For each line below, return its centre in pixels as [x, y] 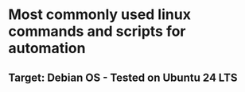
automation [47, 48]
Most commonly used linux [99, 15]
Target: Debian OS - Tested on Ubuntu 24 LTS [123, 77]
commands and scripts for [97, 31]
